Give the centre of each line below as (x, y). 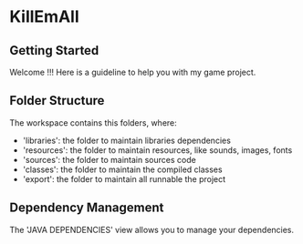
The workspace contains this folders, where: (94, 122)
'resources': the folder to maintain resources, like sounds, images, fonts (157, 150)
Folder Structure (57, 101)
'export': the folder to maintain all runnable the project (124, 178)
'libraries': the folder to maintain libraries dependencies (126, 140)
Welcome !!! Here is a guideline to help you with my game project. (133, 72)
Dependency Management (87, 208)
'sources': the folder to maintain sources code (109, 159)
